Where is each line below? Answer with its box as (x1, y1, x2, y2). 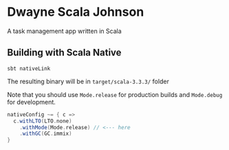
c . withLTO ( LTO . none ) (13, 118, 72, 125)
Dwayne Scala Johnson (7, 4, 144, 20)
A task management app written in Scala (7, 27, 122, 35)
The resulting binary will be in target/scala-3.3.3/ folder (7, 77, 170, 85)
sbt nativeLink (7, 65, 51, 72)
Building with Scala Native (7, 47, 122, 58)
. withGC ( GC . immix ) (19, 130, 72, 138)
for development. (7, 98, 56, 106)
